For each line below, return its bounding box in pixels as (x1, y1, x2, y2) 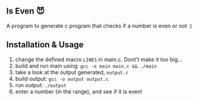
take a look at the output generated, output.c (15, 68, 129, 76)
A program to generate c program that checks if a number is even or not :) (6, 22, 193, 29)
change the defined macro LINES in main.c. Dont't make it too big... (15, 56, 183, 63)
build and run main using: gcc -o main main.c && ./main (15, 62, 157, 70)
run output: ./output (15, 81, 67, 88)
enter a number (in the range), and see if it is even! (15, 88, 143, 95)
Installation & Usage (6, 40, 84, 50)
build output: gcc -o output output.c (15, 75, 109, 82)
